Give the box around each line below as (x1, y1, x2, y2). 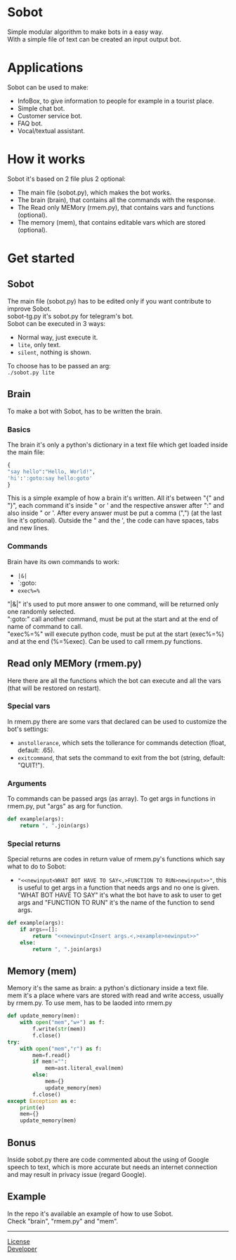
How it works (7, 151, 86, 168)
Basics (7, 424, 31, 434)
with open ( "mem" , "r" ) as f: (20, 1045, 102, 1052)
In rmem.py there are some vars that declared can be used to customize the (7, 717, 227, 725)
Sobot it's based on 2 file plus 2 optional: (7, 174, 126, 183)
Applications (7, 60, 84, 76)
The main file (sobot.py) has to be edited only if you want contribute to (7, 297, 212, 305)
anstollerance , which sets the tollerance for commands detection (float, (17, 738, 226, 747)
